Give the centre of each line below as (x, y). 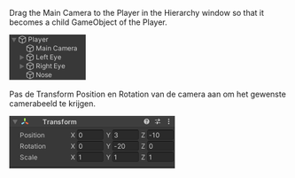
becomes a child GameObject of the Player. (88, 22)
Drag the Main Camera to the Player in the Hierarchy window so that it (136, 13)
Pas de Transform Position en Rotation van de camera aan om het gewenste (147, 94)
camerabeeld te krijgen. (52, 104)
